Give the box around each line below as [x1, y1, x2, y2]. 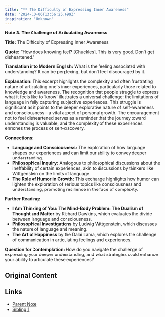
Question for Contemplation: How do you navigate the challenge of [5, 247, 143, 253]
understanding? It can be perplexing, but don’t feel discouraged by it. [5, 69, 146, 75]
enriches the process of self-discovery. [5, 126, 85, 131]
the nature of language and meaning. [12, 226, 88, 232]
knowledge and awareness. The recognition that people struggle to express [5, 89, 159, 95]
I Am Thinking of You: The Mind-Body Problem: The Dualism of [12, 205, 144, 212]
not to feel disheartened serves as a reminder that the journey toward [5, 115, 146, 121]
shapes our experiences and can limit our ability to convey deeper [12, 150, 147, 156]
